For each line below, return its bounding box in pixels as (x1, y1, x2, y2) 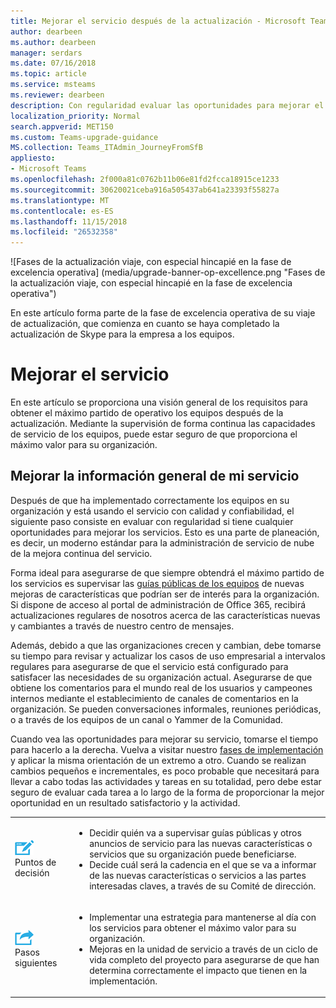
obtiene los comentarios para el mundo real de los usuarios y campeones (10, 681, 313, 694)
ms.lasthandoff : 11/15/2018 (10, 216, 128, 227)
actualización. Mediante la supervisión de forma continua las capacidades (10, 418, 316, 430)
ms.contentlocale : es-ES (10, 206, 114, 216)
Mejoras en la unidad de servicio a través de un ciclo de (89, 943, 318, 955)
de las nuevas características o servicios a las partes (89, 869, 307, 881)
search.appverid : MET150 (10, 121, 114, 132)
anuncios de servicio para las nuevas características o (89, 837, 313, 849)
